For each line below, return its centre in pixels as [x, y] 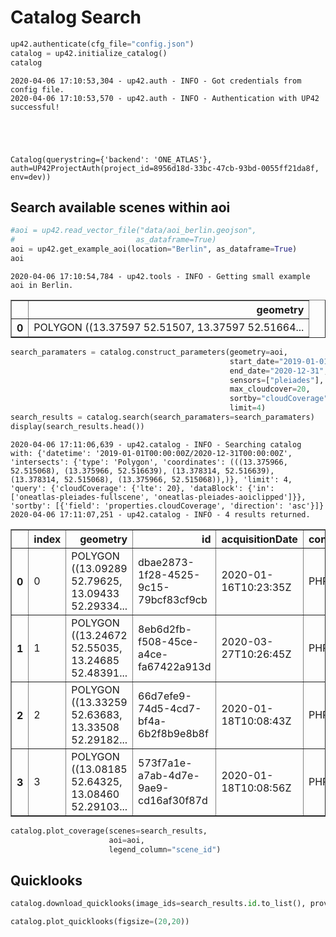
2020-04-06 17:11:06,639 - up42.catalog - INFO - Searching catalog [156, 444]
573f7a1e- [165, 763]
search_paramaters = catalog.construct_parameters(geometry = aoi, [149, 352]
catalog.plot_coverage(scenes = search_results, [109, 831]
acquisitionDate [259, 539]
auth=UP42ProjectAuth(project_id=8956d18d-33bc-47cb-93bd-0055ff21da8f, [165, 168]
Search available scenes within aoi [120, 207]
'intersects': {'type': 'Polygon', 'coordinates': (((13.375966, [149, 462]
